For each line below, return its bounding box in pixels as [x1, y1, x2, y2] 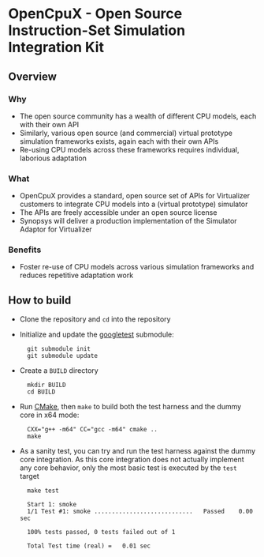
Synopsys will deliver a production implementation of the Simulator [19, 216, 238, 226]
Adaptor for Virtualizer [19, 224, 92, 234]
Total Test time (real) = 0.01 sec [27, 542, 151, 550]
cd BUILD [27, 388, 56, 396]
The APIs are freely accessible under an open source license [19, 208, 218, 217]
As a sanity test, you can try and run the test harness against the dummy [19, 446, 256, 456]
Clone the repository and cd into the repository [19, 314, 171, 324]
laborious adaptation [19, 153, 87, 163]
